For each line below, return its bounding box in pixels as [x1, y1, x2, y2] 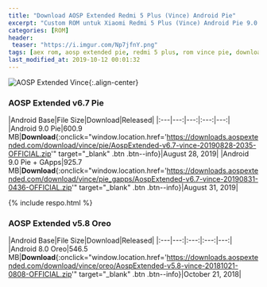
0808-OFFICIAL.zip [8, 270, 72, 279]
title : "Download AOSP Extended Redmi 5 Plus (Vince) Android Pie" [8, 11, 237, 20]
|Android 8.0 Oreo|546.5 [8, 244, 88, 254]
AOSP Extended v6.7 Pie [8, 97, 105, 108]
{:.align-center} [88, 77, 139, 87]
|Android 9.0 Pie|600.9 [8, 124, 83, 133]
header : [8, 33, 34, 42]
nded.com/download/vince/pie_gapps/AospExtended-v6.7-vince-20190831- [8, 174, 259, 184]
